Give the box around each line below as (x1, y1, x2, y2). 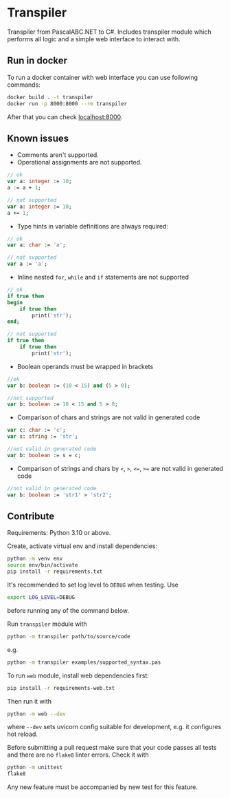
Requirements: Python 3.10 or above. (7, 529, 111, 537)
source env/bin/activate (7, 562, 78, 569)
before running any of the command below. (7, 606, 129, 614)
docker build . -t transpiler (7, 94, 94, 101)
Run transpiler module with (7, 620, 87, 628)
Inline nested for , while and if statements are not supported (16, 273, 189, 282)
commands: (7, 81, 41, 89)
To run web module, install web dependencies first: (7, 671, 150, 680)
